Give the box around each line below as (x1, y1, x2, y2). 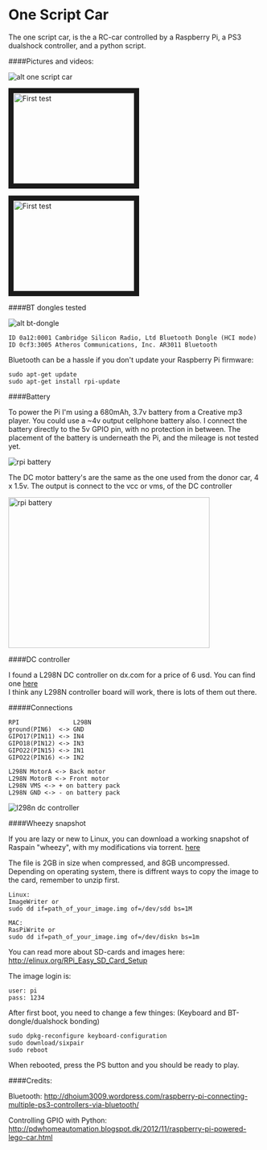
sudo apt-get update (8, 370, 78, 379)
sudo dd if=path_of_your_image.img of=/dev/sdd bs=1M (8, 905, 193, 913)
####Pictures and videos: (8, 56, 94, 66)
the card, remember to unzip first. (8, 875, 121, 885)
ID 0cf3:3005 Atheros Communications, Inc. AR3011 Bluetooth (8, 340, 218, 349)
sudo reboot (8, 1045, 48, 1054)
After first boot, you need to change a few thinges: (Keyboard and (8, 1008, 227, 1017)
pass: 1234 (8, 993, 45, 1002)
